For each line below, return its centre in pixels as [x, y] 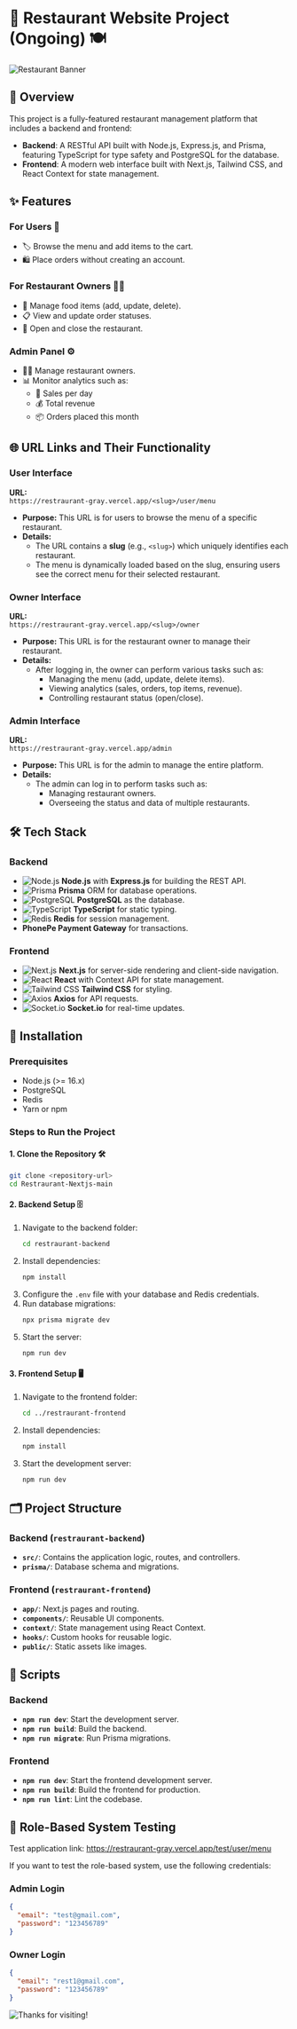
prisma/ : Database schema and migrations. [101, 1567]
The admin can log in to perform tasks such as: [121, 784]
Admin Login [37, 1889]
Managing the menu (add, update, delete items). [137, 679]
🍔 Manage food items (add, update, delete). [102, 305]
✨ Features [40, 202]
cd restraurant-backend [66, 1244]
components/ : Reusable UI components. [93, 1618]
